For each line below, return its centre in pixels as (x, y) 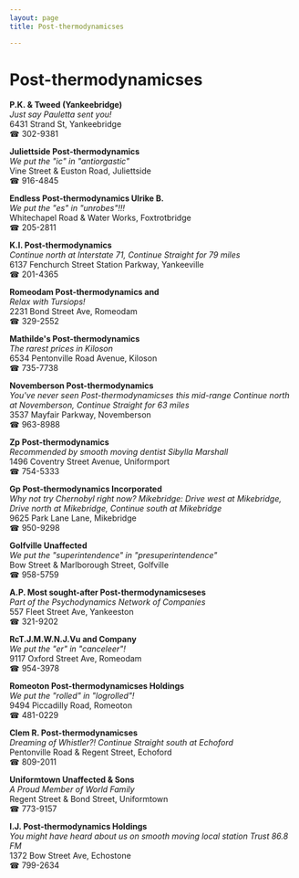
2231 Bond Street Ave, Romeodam (74, 312)
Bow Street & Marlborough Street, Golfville (89, 565)
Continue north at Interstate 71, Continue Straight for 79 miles (125, 255)
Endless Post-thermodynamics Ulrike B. (87, 198)
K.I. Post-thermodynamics (61, 245)
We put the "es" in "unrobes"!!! (67, 208)
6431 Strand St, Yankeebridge (66, 124)
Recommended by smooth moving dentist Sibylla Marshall (119, 452)
